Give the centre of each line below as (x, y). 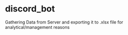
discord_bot (30, 9)
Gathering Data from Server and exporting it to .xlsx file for (64, 22)
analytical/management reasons (37, 27)
